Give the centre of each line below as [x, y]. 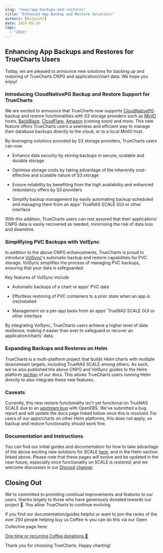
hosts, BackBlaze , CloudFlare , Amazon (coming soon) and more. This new [79, 121]
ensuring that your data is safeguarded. [45, 268]
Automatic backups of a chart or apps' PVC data [61, 287]
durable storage [28, 161]
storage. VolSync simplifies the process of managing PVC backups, [72, 263]
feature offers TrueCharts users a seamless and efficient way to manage [78, 126]
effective [21, 175]
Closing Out [23, 483]
